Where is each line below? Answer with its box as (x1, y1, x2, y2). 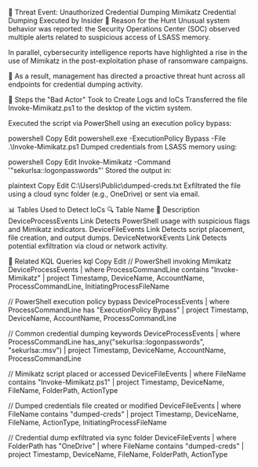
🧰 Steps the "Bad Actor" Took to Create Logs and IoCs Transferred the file (8, 95, 248, 104)
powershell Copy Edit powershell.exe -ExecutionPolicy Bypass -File (8, 134, 226, 143)
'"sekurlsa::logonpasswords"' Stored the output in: (8, 166, 172, 175)
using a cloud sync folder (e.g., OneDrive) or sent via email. (8, 189, 200, 198)
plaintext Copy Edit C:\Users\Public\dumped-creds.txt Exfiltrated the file (8, 181, 242, 190)
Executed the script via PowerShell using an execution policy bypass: (8, 119, 232, 127)
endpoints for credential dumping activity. (8, 79, 144, 89)
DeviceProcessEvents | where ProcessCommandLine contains (8, 265, 209, 274)
